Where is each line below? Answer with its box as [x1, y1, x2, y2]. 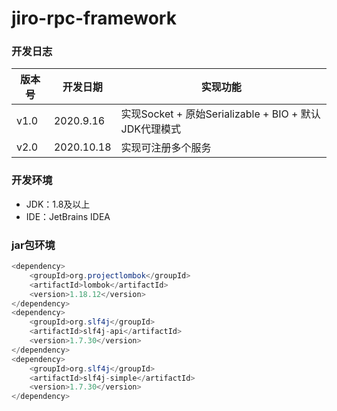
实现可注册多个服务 [120, 141, 212, 155]
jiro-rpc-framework [11, 7, 177, 30]
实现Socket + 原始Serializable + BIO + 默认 [120, 107, 321, 121]
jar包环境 [11, 238, 56, 252]
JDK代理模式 [120, 122, 182, 136]
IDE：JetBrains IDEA [25, 210, 111, 222]
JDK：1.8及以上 [25, 198, 91, 210]
